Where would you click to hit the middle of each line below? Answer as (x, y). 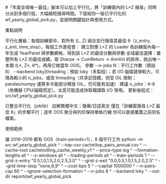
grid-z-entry (18, 161)
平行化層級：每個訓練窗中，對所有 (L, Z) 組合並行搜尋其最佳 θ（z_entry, (78, 41)
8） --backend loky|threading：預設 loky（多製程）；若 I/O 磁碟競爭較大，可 (82, 71)
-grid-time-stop (21, 166)
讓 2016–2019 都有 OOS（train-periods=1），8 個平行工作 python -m (74, 139)
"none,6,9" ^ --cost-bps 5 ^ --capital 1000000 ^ (86, 166)
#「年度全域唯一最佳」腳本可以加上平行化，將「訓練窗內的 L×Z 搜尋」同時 (81, 7)
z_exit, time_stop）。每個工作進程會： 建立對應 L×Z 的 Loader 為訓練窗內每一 (83, 47)
